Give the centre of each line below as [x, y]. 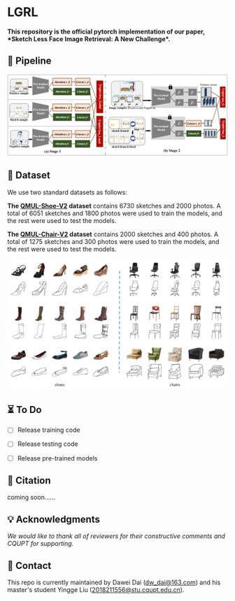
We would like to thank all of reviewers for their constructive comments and [116, 536]
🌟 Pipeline [29, 61]
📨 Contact [29, 566]
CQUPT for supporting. [41, 544]
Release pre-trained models [57, 458]
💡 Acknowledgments [54, 519]
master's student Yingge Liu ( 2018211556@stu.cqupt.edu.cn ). [96, 590]
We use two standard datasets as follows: [67, 192]
